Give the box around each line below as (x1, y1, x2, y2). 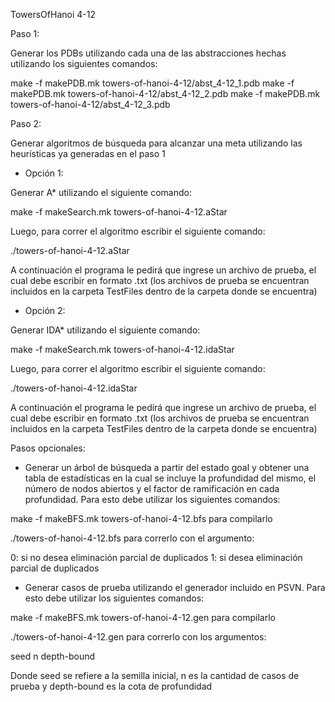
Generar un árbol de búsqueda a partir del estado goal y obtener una (24, 462, 310, 473)
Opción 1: (24, 167, 64, 179)
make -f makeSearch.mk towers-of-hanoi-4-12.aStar (10, 206, 228, 218)
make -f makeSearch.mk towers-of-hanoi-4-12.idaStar (10, 344, 235, 355)
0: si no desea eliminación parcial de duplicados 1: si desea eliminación (10, 552, 303, 563)
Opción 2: (24, 305, 66, 316)
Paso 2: (10, 118, 42, 129)
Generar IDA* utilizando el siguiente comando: (10, 324, 201, 336)
